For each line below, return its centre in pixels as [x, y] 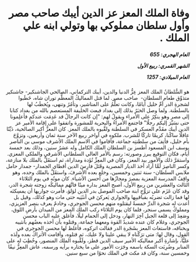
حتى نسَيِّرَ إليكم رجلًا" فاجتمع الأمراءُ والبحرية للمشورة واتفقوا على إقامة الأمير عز [102, 123]
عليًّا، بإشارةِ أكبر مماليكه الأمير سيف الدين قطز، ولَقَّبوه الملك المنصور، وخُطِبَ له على [98, 240]
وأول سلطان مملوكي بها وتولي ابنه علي [106, 25]
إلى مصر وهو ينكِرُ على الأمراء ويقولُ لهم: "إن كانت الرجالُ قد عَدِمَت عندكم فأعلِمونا [100, 117]
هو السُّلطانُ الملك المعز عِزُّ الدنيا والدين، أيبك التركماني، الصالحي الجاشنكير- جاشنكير [98, 92]
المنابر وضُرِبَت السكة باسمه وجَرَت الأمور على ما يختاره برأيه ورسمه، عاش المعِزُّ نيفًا [99, 247]
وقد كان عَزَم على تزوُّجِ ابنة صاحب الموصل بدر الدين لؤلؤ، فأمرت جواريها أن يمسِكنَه [99, 191]
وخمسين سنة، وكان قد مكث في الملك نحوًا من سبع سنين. [127, 253]
